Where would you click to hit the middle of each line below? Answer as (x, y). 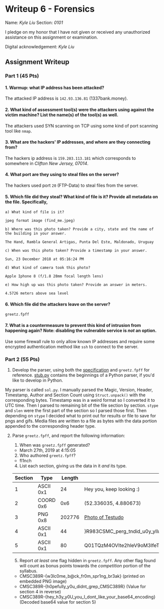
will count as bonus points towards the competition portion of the (85, 565)
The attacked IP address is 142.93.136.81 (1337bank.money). (67, 98)
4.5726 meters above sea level (37, 294)
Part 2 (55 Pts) (22, 359)
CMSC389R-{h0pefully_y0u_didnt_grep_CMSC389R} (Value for (83, 586)
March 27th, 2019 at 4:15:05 (47, 450)
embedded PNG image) (43, 581)
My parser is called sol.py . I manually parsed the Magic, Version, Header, (79, 390)
